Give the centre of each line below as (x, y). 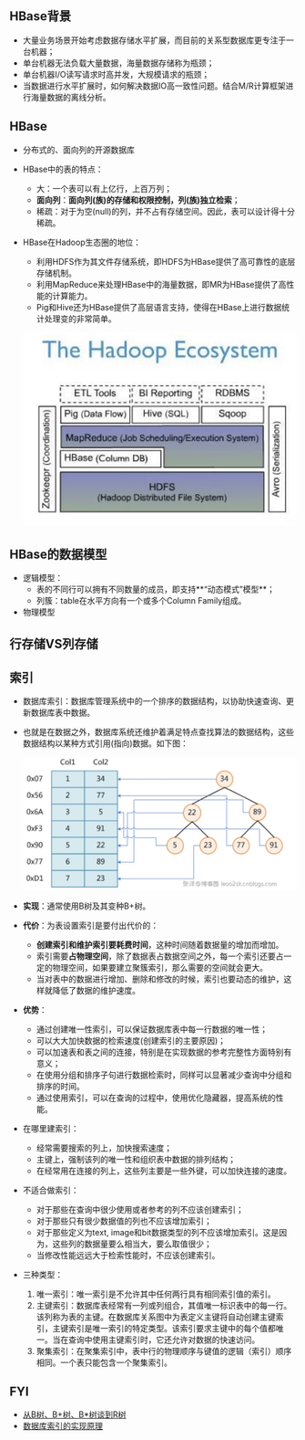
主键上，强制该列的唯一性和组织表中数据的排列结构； (136, 1159)
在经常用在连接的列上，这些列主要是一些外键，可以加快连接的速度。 (164, 1171)
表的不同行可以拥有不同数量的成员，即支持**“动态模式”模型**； (155, 589)
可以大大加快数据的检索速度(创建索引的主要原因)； (131, 1040)
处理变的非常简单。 (80, 319)
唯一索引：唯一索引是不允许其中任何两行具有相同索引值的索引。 (156, 1294)
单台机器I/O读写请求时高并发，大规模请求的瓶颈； (116, 74)
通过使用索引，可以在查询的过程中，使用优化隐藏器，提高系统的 (156, 1098)
